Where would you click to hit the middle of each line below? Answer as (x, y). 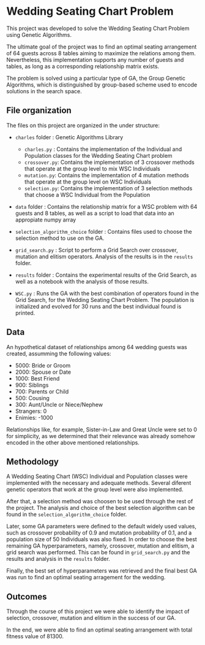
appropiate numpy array (46, 220)
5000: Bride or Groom (43, 365)
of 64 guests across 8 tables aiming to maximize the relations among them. (101, 53)
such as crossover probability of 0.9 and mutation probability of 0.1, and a (99, 533)
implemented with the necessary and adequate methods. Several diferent (99, 483)
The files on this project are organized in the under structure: (83, 125)
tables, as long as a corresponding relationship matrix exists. (83, 66)
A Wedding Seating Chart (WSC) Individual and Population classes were (97, 476)
